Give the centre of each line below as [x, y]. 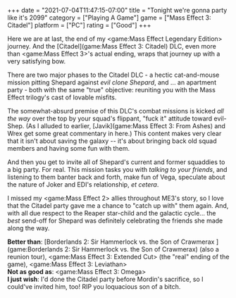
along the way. [29, 228]
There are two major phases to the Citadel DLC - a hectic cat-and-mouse [113, 75]
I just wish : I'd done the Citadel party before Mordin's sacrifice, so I [105, 279]
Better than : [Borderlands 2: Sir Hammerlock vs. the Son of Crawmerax [111, 242]
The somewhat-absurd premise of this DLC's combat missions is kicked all [116, 111]
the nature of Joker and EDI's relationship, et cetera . [83, 185]
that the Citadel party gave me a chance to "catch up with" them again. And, [118, 206]
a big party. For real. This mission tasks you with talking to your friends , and [117, 169]
